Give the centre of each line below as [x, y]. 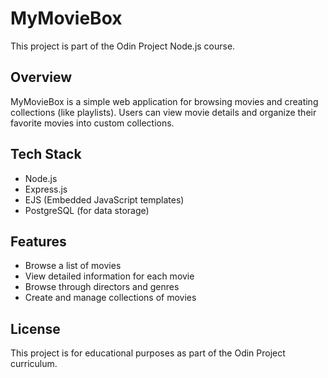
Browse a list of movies [73, 266]
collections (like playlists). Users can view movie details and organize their [163, 112]
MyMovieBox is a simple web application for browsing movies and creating [164, 101]
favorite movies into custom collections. [92, 123]
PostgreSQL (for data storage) [87, 210]
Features [38, 241]
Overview [41, 77]
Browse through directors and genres [102, 287]
